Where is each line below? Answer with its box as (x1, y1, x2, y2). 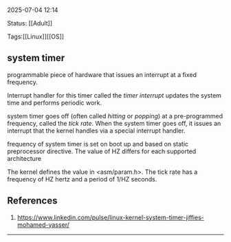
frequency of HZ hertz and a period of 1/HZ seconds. (7, 175, 157, 183)
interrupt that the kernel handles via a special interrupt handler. (7, 126, 186, 135)
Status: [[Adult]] (7, 19, 53, 27)
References (7, 195, 58, 207)
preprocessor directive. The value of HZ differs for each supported (7, 147, 197, 155)
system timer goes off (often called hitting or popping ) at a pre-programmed (7, 111, 223, 120)
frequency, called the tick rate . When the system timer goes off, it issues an (7, 119, 221, 127)
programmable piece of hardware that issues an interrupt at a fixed (7, 70, 197, 78)
